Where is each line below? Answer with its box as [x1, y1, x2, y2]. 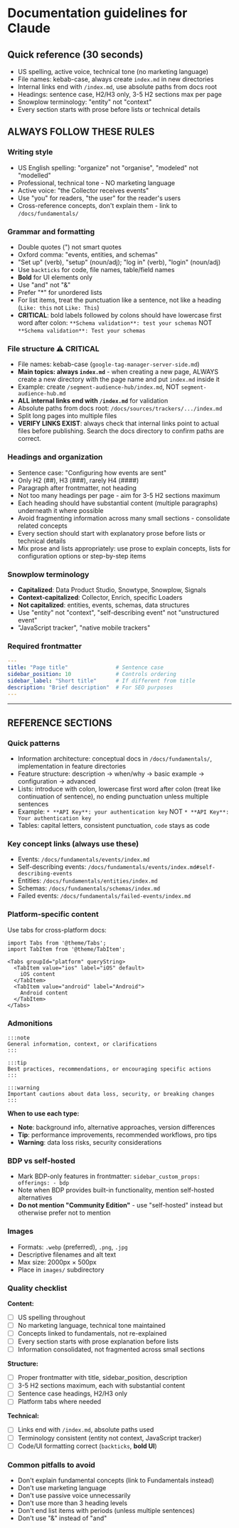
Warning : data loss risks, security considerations [17, 1138, 162, 1146]
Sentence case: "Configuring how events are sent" [17, 468, 167, 477]
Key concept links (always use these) [7, 839, 139, 849]
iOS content [20, 970, 55, 977]
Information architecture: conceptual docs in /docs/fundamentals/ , [17, 754, 212, 763]
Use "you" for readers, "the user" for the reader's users [17, 194, 181, 202]
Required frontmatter [7, 641, 82, 651]
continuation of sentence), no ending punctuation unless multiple [17, 792, 208, 801]
